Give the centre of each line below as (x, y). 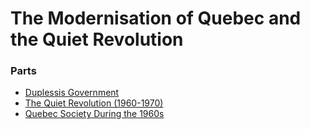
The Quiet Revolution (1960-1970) (94, 103)
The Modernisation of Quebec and (156, 18)
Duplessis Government (72, 93)
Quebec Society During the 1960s (94, 114)
